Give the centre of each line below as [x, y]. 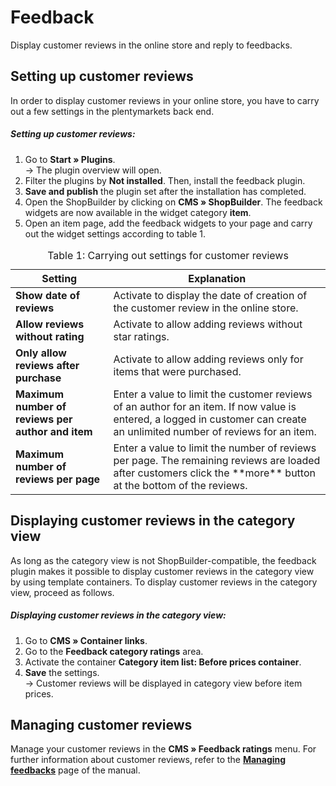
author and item [54, 431]
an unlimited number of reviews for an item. [215, 431]
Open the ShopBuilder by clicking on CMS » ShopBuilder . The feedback [173, 202]
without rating [50, 336]
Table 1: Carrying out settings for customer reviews [168, 255]
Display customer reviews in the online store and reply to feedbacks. [151, 45]
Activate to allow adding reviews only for [208, 359]
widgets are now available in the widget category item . [138, 212]
